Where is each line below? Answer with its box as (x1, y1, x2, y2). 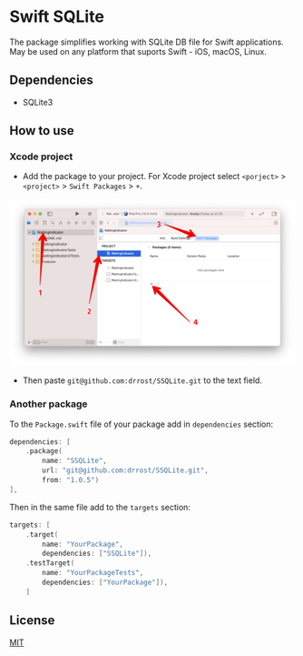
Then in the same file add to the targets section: (9, 501, 191, 512)
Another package (9, 398, 88, 410)
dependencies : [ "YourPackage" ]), (42, 578, 169, 588)
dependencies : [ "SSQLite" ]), (42, 549, 152, 559)
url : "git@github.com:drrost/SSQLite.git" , (42, 466, 209, 475)
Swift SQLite (9, 6, 104, 27)
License (9, 612, 55, 629)
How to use (9, 123, 74, 138)
